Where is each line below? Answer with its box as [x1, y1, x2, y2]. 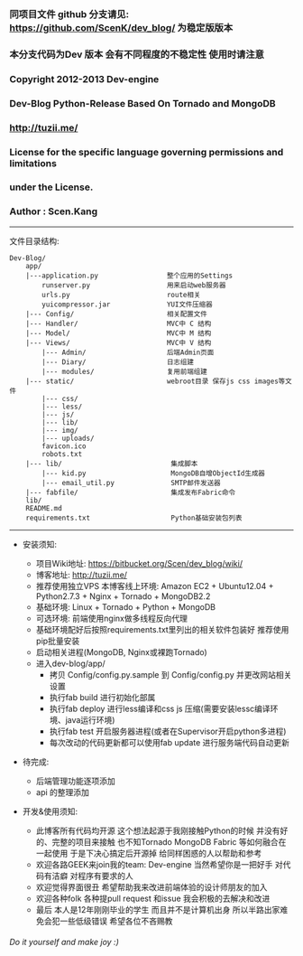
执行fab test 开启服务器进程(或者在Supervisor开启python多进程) [49, 726, 287, 736]
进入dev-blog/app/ [35, 658, 106, 669]
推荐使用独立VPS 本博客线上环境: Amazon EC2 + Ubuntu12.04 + [35, 580, 274, 591]
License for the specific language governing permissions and [9, 145, 284, 158]
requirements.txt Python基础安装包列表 [25, 513, 243, 522]
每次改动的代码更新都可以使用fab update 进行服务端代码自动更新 [49, 736, 290, 747]
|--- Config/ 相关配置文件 [25, 309, 207, 318]
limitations [9, 156, 57, 169]
